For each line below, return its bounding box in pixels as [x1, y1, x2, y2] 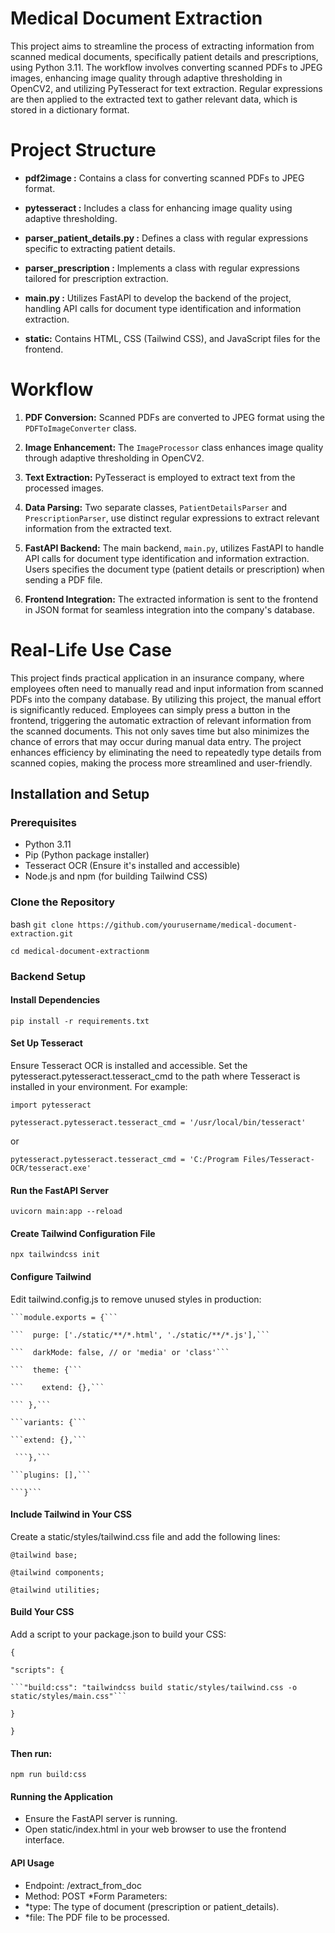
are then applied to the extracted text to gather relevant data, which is [10, 93, 298, 105]
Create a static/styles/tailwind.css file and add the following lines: [10, 1530, 281, 1542]
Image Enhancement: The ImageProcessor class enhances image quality [24, 441, 324, 453]
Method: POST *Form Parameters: [24, 1890, 168, 1902]
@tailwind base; [10, 1550, 78, 1560]
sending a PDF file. [24, 573, 103, 586]
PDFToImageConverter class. [24, 422, 137, 434]
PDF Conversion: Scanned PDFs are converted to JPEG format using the [24, 411, 325, 423]
